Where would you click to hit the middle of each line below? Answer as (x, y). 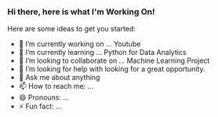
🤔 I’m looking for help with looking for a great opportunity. (112, 69)
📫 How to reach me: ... (56, 86)
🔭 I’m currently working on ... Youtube (80, 44)
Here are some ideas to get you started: (72, 29)
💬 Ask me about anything (59, 78)
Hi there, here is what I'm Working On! (81, 12)
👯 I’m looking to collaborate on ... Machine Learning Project (114, 60)
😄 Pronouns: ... (44, 97)
